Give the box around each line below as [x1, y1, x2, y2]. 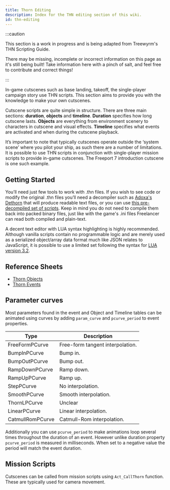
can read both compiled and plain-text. [5, 216, 87, 222]
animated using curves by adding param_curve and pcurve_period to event [5, 315, 159, 321]
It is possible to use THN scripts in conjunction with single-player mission [5, 150, 159, 156]
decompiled [5, 205, 30, 212]
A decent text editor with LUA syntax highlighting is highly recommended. [5, 226, 159, 232]
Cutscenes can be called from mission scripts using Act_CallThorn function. [5, 473, 164, 479]
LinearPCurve [8, 407, 41, 415]
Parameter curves [5, 296, 63, 305]
